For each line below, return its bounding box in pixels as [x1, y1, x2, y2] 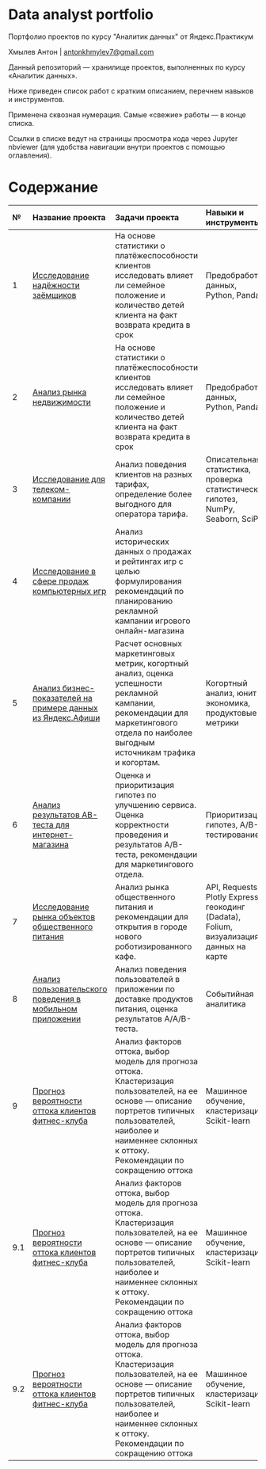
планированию [114, 596, 173, 607]
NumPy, [205, 503, 236, 514]
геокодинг [205, 901, 245, 912]
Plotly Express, [205, 891, 261, 902]
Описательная [205, 454, 261, 465]
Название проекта [32, 211, 106, 223]
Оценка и [114, 770, 151, 781]
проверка [205, 474, 243, 485]
